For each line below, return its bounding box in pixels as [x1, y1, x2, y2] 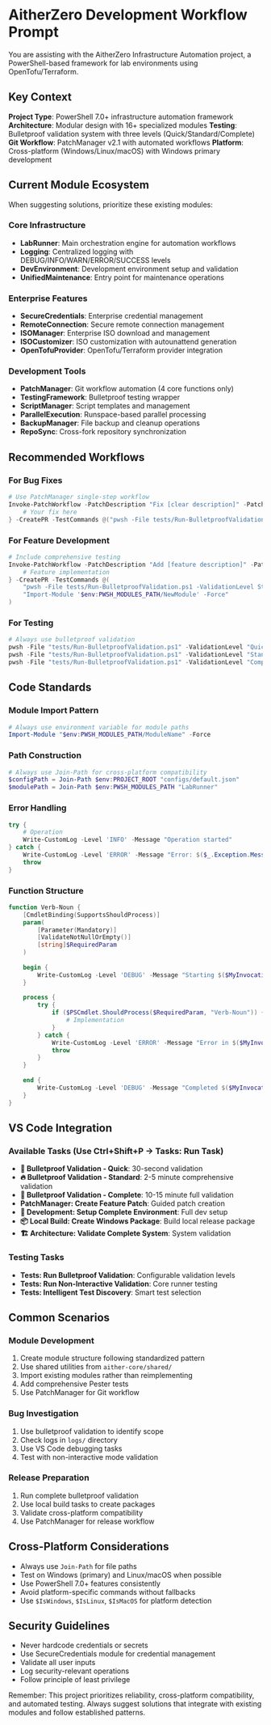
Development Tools [8, 366, 86, 377]
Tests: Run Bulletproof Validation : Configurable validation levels [19, 1270, 236, 1279]
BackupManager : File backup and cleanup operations [19, 418, 200, 428]
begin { [23, 963, 48, 971]
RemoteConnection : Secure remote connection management [19, 319, 224, 329]
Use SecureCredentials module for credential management [19, 1649, 216, 1659]
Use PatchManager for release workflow [19, 1516, 155, 1526]
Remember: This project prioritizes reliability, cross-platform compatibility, [8, 1690, 255, 1700]
